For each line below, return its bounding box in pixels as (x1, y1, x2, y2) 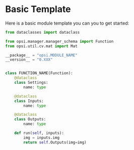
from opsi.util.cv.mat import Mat (5, 44, 78, 49)
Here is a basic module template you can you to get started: (5, 20, 129, 26)
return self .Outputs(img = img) (23, 139, 87, 145)
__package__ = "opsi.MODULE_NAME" (5, 53, 78, 58)
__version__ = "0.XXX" (5, 57, 53, 62)
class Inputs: (14, 98, 44, 103)
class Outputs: (14, 117, 46, 122)
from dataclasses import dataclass (5, 30, 80, 35)
